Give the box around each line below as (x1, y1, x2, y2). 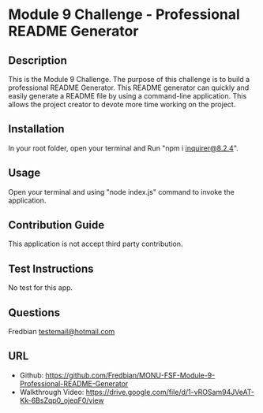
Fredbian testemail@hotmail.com (8, 327, 115, 337)
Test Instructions (8, 262, 94, 275)
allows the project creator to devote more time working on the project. (8, 100, 236, 109)
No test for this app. (8, 283, 73, 292)
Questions (8, 306, 61, 319)
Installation (8, 122, 65, 136)
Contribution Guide (8, 218, 105, 232)
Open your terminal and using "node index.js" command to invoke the (8, 187, 235, 196)
